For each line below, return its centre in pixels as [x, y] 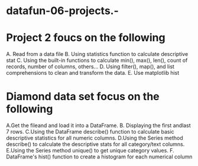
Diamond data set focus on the [83, 97]
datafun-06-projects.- [63, 11]
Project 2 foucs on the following [86, 38]
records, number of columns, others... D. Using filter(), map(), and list [90, 67]
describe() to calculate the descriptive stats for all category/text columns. [95, 144]
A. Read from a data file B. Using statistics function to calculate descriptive [97, 54]
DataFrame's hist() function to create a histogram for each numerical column [99, 157]
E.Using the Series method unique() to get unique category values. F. [90, 151]
